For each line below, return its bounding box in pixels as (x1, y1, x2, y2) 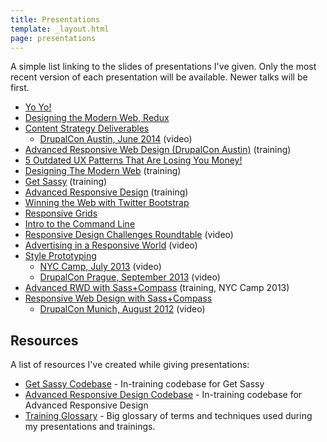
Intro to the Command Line (24, 218, 136, 230)
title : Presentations (10, 14, 101, 25)
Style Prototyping (24, 250, 97, 262)
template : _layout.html (10, 24, 110, 34)
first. (10, 82, 30, 94)
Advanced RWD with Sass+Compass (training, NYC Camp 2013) (24, 282, 290, 294)
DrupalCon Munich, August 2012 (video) (39, 303, 206, 315)
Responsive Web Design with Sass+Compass (24, 292, 213, 305)
